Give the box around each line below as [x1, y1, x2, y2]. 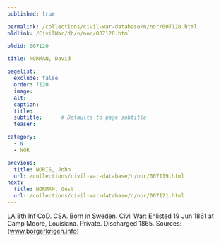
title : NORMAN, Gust [13, 185, 74, 193]
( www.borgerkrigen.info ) [7, 226, 80, 235]
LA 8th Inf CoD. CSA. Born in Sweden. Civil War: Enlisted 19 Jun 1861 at [7, 212, 214, 220]
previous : [7, 159, 37, 166]
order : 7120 [13, 81, 49, 88]
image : [13, 88, 33, 95]
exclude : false [13, 75, 59, 82]
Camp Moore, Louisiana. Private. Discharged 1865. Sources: [7, 219, 182, 227]
